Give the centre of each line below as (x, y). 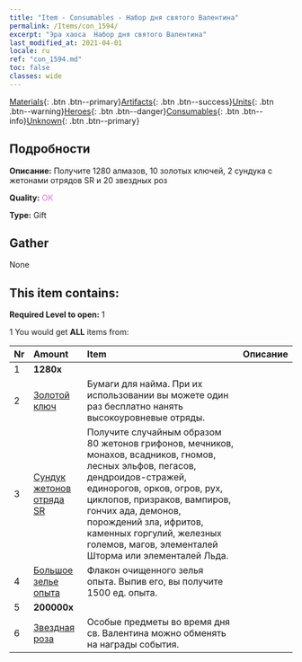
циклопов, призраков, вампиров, (159, 499)
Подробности (50, 149)
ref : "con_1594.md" (46, 59)
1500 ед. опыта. (122, 593)
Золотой (51, 395)
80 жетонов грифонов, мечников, (160, 444)
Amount (51, 354)
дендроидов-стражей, (137, 477)
